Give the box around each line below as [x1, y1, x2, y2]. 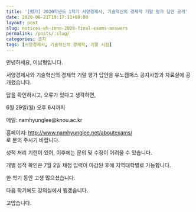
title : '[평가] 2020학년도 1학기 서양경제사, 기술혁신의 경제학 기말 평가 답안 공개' [6, 8, 188, 15]
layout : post [6, 20, 38, 25]
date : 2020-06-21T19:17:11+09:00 [6, 14, 89, 20]
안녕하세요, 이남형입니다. [6, 59, 63, 66]
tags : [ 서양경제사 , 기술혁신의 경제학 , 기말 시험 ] [6, 42, 112, 48]
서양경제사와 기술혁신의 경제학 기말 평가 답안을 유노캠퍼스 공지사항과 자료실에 [6, 71, 185, 78]
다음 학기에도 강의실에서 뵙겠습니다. [6, 187, 89, 194]
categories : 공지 [6, 36, 46, 42]
